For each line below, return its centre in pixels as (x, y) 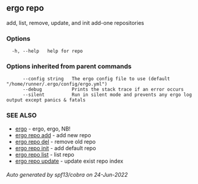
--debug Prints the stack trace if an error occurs (103, 90)
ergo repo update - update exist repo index (69, 161)
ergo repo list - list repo (44, 154)
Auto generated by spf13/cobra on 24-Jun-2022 (67, 175)
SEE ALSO (22, 115)
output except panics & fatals (46, 100)
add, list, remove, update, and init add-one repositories (75, 22)
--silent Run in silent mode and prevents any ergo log (107, 95)
